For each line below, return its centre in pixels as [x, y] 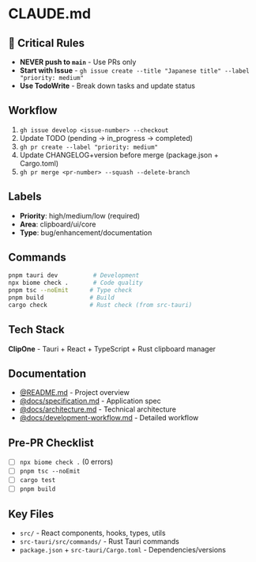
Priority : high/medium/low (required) [80, 215]
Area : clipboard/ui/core [58, 224]
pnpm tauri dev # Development [74, 275]
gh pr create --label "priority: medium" [88, 147]
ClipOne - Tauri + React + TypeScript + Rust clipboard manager [112, 348]
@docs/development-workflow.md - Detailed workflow [109, 418]
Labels [25, 197]
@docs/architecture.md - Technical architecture [98, 409]
